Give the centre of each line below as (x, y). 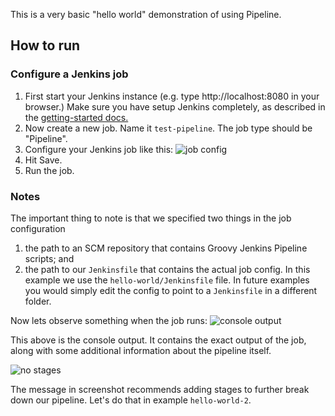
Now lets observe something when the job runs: (109, 320)
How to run (45, 45)
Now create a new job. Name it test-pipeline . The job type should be (168, 128)
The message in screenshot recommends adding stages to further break (160, 389)
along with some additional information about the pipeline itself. (141, 350)
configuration (38, 228)
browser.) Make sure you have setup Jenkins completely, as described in (175, 106)
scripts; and (49, 258)
